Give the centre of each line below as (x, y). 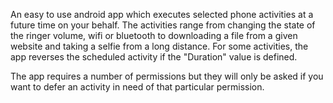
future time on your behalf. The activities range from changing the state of (163, 25)
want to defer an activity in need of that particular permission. (137, 87)
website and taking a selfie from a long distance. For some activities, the (159, 46)
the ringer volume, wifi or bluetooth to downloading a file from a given (154, 35)
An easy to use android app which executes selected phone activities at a (162, 14)
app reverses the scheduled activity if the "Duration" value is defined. (154, 57)
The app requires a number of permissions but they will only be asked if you (167, 76)
